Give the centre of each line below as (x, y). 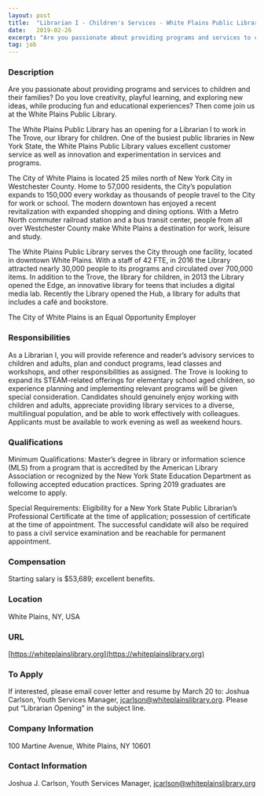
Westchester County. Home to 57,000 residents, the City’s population (120, 186)
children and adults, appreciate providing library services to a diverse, (121, 405)
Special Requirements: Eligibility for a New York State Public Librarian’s (123, 508)
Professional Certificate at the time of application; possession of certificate (130, 517)
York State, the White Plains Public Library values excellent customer (120, 146)
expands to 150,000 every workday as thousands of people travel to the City (132, 195)
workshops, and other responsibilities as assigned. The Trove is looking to (128, 371)
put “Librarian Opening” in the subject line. (77, 708)
